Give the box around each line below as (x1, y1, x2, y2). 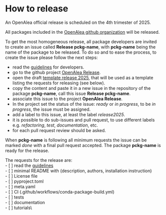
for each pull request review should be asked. (12, 127, 106, 133)
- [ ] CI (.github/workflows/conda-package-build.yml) (5, 189, 115, 195)
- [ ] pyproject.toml (5, 178, 44, 184)
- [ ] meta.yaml (5, 183, 36, 189)
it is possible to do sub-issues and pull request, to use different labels (12, 117, 155, 123)
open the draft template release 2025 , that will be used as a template (12, 74, 154, 80)
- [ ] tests (5, 194, 24, 200)
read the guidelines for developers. (12, 64, 84, 70)
